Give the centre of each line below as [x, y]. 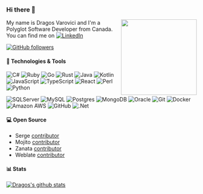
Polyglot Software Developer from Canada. [60, 29]
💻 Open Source [27, 120]
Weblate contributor [40, 155]
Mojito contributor [37, 142]
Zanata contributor [38, 148]
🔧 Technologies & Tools [36, 61]
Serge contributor [37, 135]
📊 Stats [16, 169]
